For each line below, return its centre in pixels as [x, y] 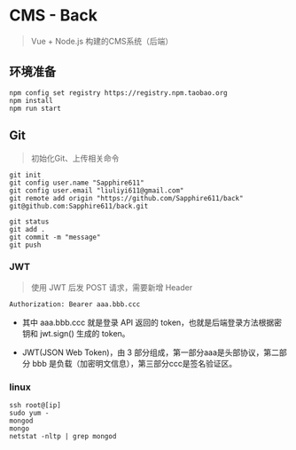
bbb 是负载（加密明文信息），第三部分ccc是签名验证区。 [135, 363]
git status [29, 221]
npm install [31, 100]
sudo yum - [29, 414]
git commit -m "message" [55, 237]
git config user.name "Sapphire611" [77, 183]
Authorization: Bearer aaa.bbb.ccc [75, 304]
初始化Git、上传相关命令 [75, 158]
